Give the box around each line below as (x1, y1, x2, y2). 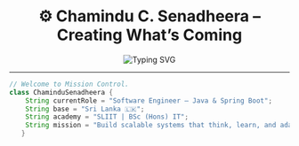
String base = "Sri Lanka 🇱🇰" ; (25, 104, 145, 113)
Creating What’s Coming (56, 25, 243, 45)
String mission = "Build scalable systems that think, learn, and (25, 121, 277, 130)
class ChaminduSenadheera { (9, 88, 114, 96)
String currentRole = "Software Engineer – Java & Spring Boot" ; (25, 96, 273, 105)
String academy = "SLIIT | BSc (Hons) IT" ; (25, 112, 190, 121)
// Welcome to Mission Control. (9, 80, 129, 88)
